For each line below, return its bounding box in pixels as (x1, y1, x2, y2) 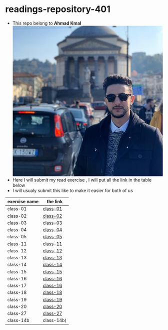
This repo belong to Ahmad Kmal (12, 20, 81, 26)
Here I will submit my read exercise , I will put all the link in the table (12, 177, 152, 183)
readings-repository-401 (5, 4, 111, 15)
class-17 (7, 282, 27, 289)
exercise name (7, 199, 39, 205)
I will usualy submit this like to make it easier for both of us (12, 187, 133, 194)
